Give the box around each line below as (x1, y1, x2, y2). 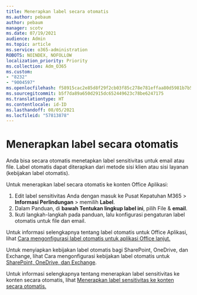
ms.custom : (6, 69, 33, 75)
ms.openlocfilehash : (6, 85, 57, 91)
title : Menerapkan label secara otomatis (6, 8, 109, 15)
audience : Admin (6, 36, 46, 42)
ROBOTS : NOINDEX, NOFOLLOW (6, 52, 72, 58)
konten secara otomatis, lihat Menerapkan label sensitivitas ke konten (6, 277, 174, 284)
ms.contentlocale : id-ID (6, 101, 67, 108)
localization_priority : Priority (6, 58, 88, 63)
